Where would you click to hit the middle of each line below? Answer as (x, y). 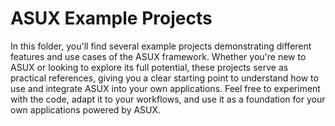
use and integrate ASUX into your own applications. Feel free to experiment (165, 88)
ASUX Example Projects (111, 18)
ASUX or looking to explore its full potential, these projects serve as (149, 67)
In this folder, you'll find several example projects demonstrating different (161, 46)
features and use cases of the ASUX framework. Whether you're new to (158, 56)
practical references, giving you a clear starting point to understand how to (164, 78)
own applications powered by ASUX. (86, 109)
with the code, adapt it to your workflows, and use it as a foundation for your (168, 99)
